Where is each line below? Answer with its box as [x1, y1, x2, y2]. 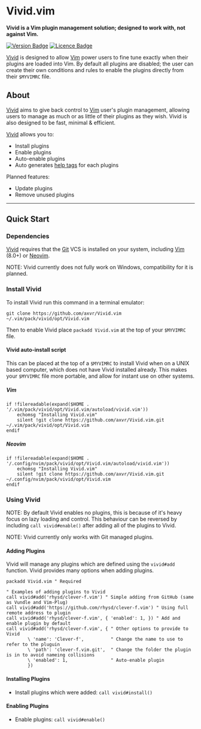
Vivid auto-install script [6, 346, 66, 354]
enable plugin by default [6, 620, 71, 627]
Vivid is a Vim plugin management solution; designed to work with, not [6, 24, 185, 31]
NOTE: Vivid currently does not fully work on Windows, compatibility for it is [6, 264, 193, 271]
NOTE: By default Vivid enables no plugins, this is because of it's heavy [6, 509, 182, 516]
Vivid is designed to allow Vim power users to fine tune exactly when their [6, 53, 188, 61]
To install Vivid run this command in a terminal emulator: [6, 298, 145, 306]
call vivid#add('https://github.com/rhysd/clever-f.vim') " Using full [6, 605, 188, 611]
